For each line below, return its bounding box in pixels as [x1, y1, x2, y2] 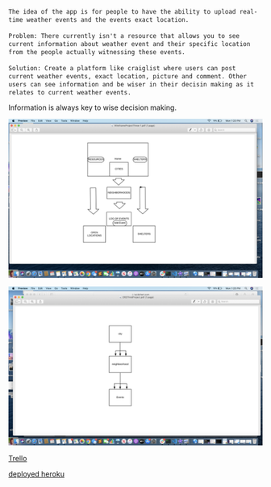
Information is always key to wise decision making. [8, 103, 177, 112]
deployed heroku [8, 469, 65, 479]
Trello [8, 454, 27, 463]
